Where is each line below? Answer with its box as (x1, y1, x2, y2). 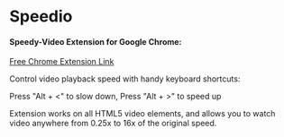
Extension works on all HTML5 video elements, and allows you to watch (9, 108, 276, 119)
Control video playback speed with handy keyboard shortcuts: (9, 73, 241, 84)
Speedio (9, 6, 73, 27)
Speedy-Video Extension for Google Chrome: (9, 36, 182, 47)
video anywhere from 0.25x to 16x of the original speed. (9, 118, 217, 129)
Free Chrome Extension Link (9, 56, 115, 67)
